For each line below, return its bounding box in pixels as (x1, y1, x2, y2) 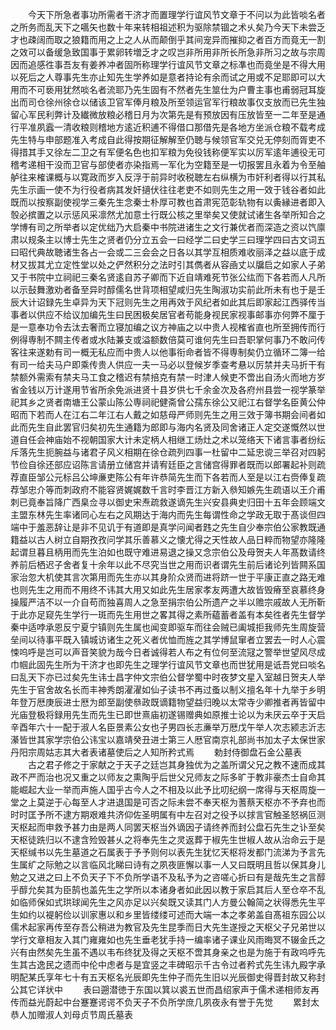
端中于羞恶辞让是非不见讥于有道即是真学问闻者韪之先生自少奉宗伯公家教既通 (10, 521, 326, 533)
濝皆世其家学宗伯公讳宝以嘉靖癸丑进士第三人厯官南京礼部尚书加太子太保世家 (10, 734, 326, 745)
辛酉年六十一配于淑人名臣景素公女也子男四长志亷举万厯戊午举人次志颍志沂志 (10, 721, 326, 733)
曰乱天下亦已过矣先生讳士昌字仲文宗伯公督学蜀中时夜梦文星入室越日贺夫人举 (10, 671, 326, 683)
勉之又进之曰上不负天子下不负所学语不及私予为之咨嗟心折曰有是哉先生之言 (10, 871, 317, 883)
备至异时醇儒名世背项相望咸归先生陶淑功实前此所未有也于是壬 (71, 284, 326, 295)
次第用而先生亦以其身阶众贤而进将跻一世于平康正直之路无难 (79, 571, 326, 583)
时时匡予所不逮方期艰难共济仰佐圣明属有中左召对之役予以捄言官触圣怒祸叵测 (10, 809, 326, 820)
